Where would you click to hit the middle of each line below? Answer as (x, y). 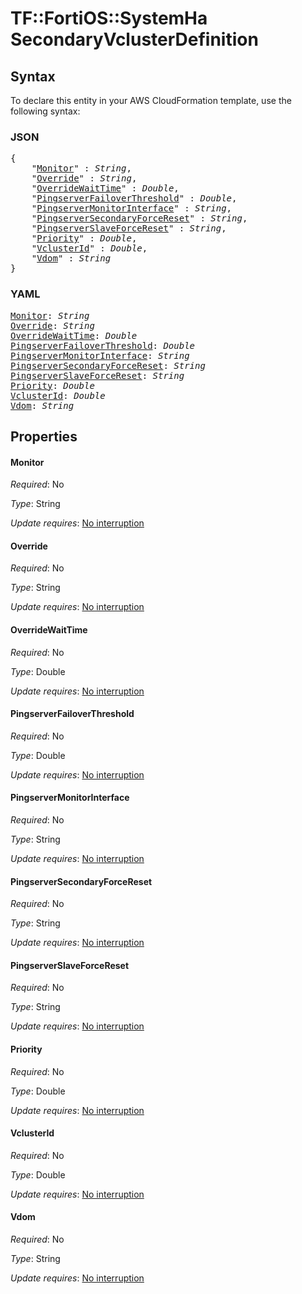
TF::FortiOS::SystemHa (109, 18)
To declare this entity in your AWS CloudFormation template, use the (151, 100)
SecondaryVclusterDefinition (134, 39)
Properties (44, 436)
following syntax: (45, 111)
